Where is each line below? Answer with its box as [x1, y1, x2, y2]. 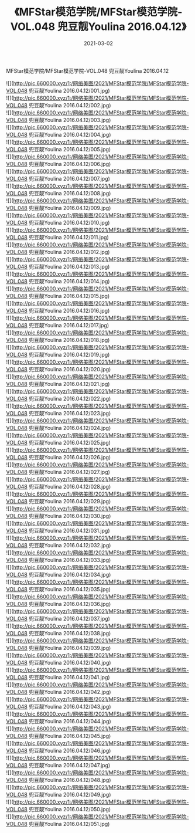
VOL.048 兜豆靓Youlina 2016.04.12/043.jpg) [6, 703, 111, 710]
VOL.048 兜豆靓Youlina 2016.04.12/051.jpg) [6, 820, 110, 827]
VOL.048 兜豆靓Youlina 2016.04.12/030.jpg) [6, 512, 111, 519]
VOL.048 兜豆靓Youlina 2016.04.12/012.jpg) [6, 248, 110, 255]
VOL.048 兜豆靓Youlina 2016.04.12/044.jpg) [6, 717, 111, 724]
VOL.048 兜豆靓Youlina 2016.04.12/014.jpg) [6, 277, 110, 285]
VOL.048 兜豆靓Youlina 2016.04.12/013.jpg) [6, 263, 110, 270]
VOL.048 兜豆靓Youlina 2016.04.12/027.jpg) [6, 468, 110, 475]
